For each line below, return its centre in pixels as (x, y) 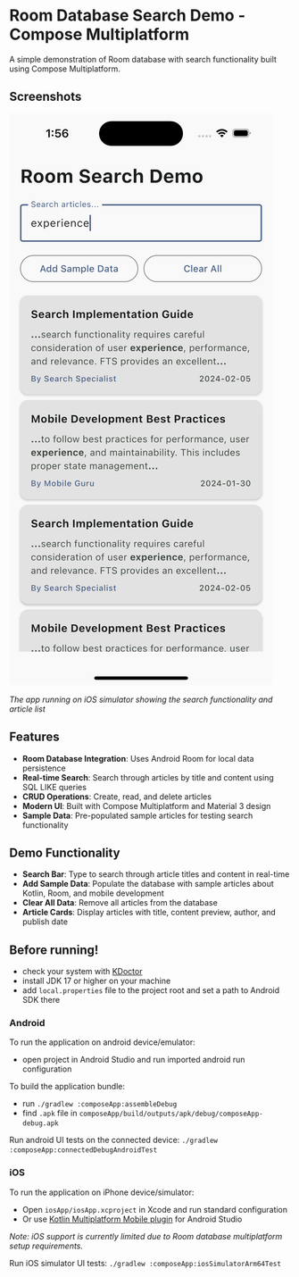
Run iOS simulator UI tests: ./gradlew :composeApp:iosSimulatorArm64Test (145, 1263)
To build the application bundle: (67, 1087)
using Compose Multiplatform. (65, 69)
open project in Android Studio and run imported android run (133, 1060)
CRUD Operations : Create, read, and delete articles (117, 797)
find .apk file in (50, 1114)
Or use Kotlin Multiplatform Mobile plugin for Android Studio (132, 1219)
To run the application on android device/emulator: (103, 1042)
